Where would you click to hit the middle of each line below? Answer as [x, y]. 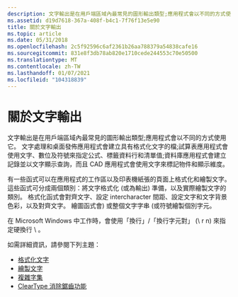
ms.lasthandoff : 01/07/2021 [49, 73]
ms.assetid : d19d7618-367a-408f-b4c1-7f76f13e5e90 [84, 21]
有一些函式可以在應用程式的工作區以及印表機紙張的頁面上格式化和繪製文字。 [119, 179]
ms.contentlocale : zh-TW [44, 66]
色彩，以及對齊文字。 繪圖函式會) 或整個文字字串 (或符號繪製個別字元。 [112, 206]
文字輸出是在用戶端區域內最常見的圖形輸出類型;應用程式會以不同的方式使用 [117, 138]
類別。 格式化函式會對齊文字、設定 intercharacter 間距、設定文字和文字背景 [118, 197]
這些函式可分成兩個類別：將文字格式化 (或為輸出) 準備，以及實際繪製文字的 [117, 188]
